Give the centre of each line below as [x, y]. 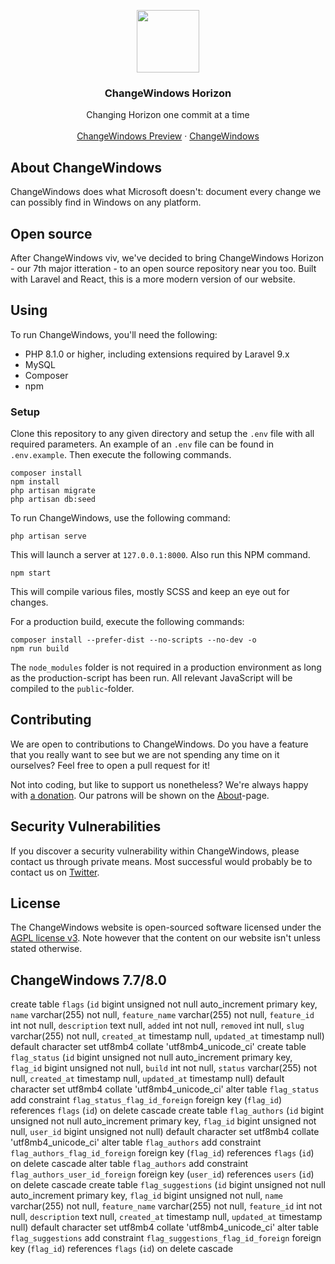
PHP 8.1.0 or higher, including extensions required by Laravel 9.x [157, 354]
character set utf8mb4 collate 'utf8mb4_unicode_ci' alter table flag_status [165, 1089]
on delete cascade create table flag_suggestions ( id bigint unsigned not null [168, 1185]
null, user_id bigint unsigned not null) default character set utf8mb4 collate [165, 1132]
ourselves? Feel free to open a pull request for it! [110, 765]
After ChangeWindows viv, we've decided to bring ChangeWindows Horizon [167, 257]
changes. [29, 602]
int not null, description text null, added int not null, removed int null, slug [157, 1026]
